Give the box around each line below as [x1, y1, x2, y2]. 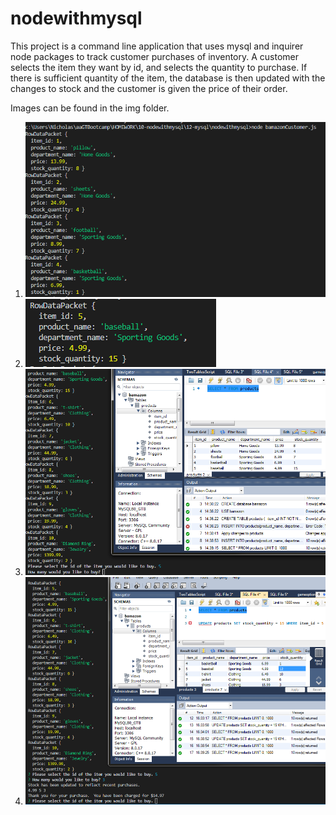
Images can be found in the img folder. [10, 102, 170, 114]
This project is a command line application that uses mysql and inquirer [10, 40, 304, 52]
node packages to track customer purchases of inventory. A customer [10, 50, 300, 62]
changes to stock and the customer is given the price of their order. [10, 82, 288, 94]
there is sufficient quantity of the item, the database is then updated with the [10, 72, 326, 84]
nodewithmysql [10, 7, 143, 30]
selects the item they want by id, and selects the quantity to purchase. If [10, 61, 308, 73]
